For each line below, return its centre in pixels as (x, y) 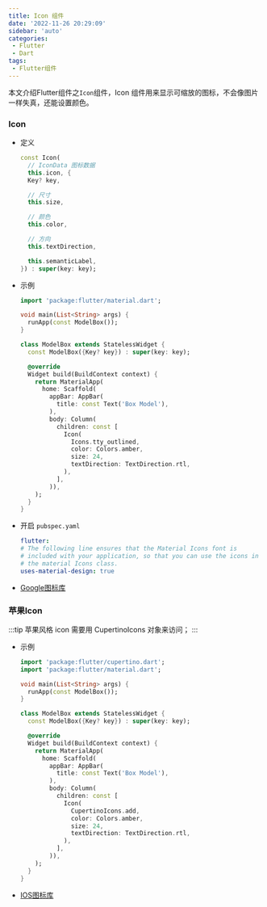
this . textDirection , (62, 246)
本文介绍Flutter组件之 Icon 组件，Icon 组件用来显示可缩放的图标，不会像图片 (133, 92)
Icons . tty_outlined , (106, 442)
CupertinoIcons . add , (106, 811)
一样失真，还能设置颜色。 (51, 103)
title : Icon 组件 (36, 16)
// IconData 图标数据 (61, 165)
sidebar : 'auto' (35, 31)
